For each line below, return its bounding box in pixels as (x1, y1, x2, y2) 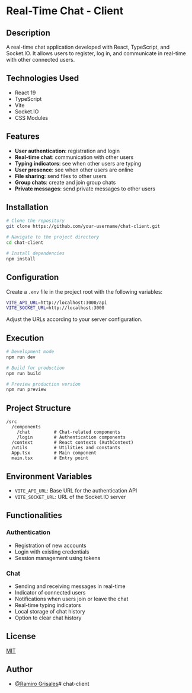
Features (6, 132, 40, 142)
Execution (6, 333, 44, 343)
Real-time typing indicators (14, 601, 81, 609)
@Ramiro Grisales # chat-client (14, 680, 90, 687)
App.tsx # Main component (11, 450, 97, 456)
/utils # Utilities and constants (11, 445, 120, 451)
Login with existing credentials (14, 548, 89, 555)
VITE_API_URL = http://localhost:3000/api (6, 300, 108, 306)
